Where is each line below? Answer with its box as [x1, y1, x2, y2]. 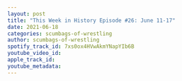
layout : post [7, 10, 46, 18]
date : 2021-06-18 [7, 23, 59, 30]
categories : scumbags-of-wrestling [7, 30, 113, 37]
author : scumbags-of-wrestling [7, 37, 100, 44]
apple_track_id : [7, 56, 55, 63]
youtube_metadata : [7, 63, 62, 70]
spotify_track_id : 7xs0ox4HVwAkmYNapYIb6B [7, 43, 135, 50]
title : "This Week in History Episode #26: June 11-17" [7, 17, 176, 24]
